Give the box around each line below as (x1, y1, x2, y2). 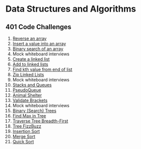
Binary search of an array (12, 46, 63, 51)
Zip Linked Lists (12, 72, 44, 77)
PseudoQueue (12, 87, 42, 93)
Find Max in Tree (12, 113, 47, 118)
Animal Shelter (12, 92, 42, 98)
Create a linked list (12, 56, 50, 62)
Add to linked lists (12, 62, 48, 67)
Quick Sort (12, 139, 34, 144)
